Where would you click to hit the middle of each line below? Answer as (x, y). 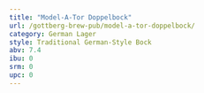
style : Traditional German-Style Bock (80, 42)
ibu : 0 (21, 58)
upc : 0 (21, 75)
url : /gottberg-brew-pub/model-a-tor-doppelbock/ (102, 26)
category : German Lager (53, 34)
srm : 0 (21, 67)
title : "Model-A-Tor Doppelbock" (71, 17)
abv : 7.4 (25, 50)
